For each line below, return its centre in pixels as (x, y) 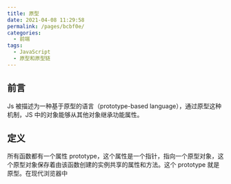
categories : (24, 33)
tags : (15, 45)
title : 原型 (23, 13)
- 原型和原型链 (32, 59)
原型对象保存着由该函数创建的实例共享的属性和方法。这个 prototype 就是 (116, 165)
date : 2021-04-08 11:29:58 (46, 20)
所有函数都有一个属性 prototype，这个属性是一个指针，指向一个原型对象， (113, 156)
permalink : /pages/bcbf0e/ (46, 26)
